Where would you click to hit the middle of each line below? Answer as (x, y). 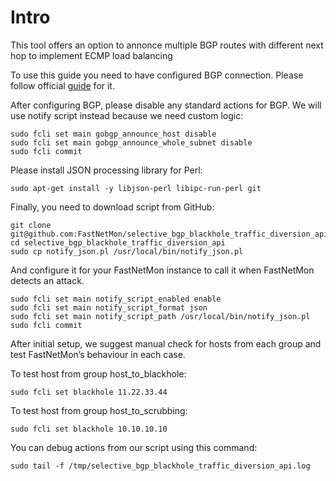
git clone (31, 225)
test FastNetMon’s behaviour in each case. (98, 354)
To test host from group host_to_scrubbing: (99, 410)
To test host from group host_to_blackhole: (98, 373)
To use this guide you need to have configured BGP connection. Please (157, 75)
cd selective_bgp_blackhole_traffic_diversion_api (118, 242)
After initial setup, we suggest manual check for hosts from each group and (166, 343)
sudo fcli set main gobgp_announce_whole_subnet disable (131, 142)
